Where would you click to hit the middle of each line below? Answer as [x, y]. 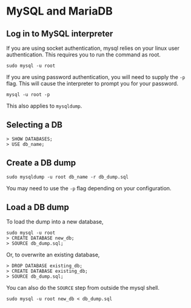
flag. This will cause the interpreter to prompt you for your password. [92, 84]
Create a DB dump [41, 163]
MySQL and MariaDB [60, 11]
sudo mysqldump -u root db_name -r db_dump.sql [68, 177]
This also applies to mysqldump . [44, 106]
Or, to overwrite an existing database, [53, 255]
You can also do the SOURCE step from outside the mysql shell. [83, 288]
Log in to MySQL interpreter [60, 34]
